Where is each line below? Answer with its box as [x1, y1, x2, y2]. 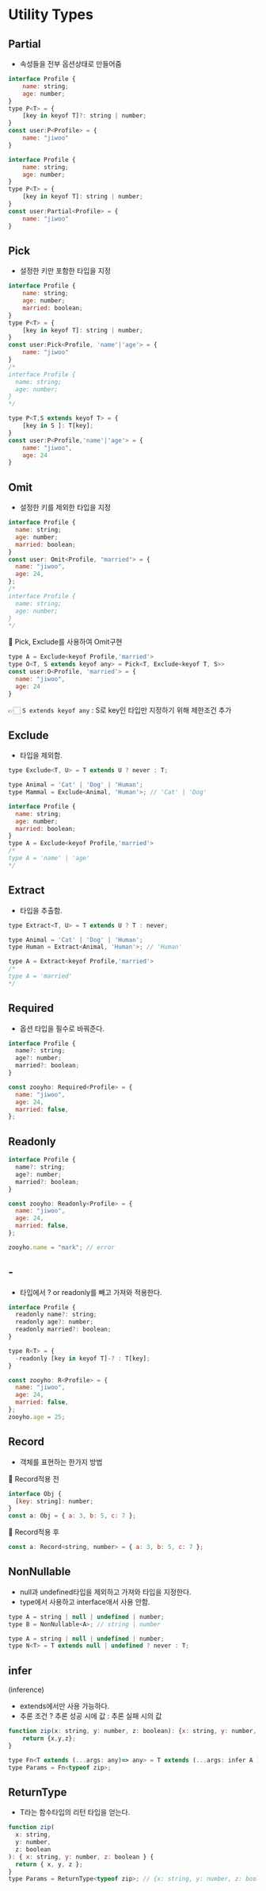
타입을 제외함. [19, 751, 63, 760]
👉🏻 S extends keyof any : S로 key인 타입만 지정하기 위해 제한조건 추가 [8, 705, 232, 715]
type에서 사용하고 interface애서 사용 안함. [19, 1597, 150, 1606]
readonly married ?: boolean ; [15, 1325, 112, 1334]
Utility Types [8, 6, 93, 24]
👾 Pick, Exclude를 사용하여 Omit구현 [8, 637, 123, 647]
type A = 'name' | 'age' [8, 855, 90, 863]
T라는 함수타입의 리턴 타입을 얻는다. [19, 1808, 131, 1817]
